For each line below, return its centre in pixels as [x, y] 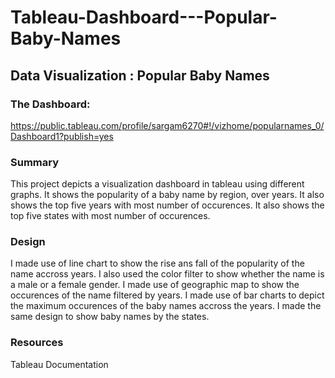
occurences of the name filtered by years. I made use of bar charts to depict [167, 295]
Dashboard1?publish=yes [62, 136]
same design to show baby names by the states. [110, 317]
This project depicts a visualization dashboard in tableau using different [157, 184]
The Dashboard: [50, 104]
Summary [35, 162]
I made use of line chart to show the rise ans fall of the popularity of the [157, 263]
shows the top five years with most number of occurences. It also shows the [167, 205]
